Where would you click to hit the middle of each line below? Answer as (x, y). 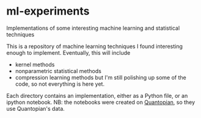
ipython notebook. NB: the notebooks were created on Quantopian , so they (101, 102)
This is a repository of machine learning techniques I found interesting (95, 46)
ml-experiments (48, 11)
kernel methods (35, 64)
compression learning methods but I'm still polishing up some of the (100, 77)
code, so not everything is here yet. (60, 84)
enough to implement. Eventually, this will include (68, 52)
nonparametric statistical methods (58, 71)
